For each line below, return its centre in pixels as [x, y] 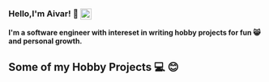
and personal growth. [45, 41]
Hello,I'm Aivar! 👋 [43, 14]
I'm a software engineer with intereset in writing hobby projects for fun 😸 [134, 32]
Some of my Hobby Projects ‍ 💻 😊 [94, 67]
